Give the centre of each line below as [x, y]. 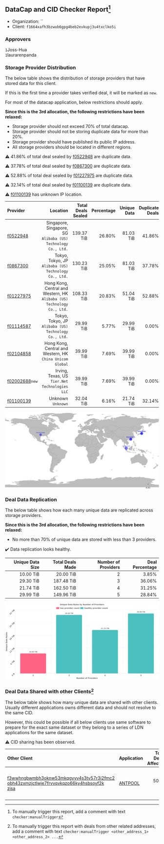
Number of [109, 562]
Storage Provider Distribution [41, 68]
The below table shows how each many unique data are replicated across [79, 510]
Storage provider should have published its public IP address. [74, 142]
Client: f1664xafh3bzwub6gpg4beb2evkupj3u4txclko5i [64, 26]
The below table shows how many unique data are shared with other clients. [82, 702]
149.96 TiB [65, 595]
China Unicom [55, 359]
